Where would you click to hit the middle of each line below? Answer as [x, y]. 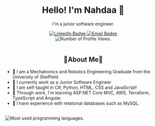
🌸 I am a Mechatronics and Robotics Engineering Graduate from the [81, 71]
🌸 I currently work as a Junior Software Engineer [62, 82]
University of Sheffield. [36, 77]
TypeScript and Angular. [37, 98]
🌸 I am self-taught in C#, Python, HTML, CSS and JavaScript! [75, 87]
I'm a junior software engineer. [83, 24]
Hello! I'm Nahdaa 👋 [83, 10]
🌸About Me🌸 [83, 60]
